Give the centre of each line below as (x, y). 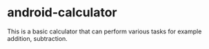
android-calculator (62, 13)
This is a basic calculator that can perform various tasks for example (104, 31)
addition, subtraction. (37, 38)
